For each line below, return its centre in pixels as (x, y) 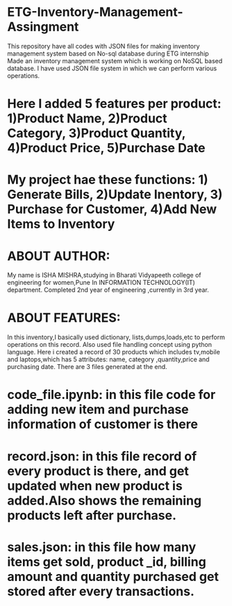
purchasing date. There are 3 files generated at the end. (88, 367)
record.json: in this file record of (102, 456)
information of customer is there (102, 424)
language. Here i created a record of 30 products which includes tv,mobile (114, 352)
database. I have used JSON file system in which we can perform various (112, 68)
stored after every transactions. (101, 591)
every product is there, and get (98, 471)
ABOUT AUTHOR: (59, 256)
